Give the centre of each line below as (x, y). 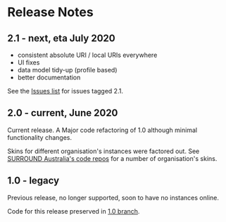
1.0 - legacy (33, 181)
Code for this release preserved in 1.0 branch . (74, 211)
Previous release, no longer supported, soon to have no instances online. (113, 197)
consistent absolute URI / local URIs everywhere (87, 55)
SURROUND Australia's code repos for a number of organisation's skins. (112, 158)
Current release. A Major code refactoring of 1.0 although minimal (102, 130)
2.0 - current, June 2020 (63, 113)
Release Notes (50, 12)
